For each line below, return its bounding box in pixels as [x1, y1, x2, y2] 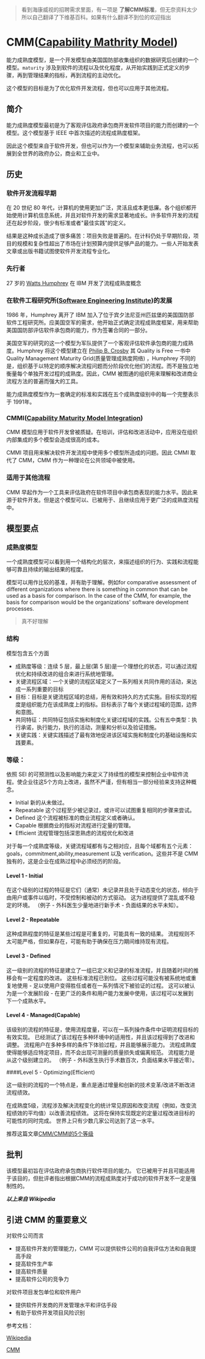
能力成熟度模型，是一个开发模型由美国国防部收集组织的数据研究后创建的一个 [6, 56, 199, 63]
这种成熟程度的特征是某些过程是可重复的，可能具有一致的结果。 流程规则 [6, 930, 190, 938]
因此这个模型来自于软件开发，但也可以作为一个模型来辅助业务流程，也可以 [6, 142, 193, 149]
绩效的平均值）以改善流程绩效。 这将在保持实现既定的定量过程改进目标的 [11, 1109, 195, 1117]
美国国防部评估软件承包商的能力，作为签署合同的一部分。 [6, 327, 151, 334]
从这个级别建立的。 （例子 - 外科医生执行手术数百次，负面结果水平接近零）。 [6, 1056, 198, 1064]
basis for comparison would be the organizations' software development [6, 598, 189, 606]
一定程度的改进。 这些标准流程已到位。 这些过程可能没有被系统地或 [22, 974, 191, 982]
